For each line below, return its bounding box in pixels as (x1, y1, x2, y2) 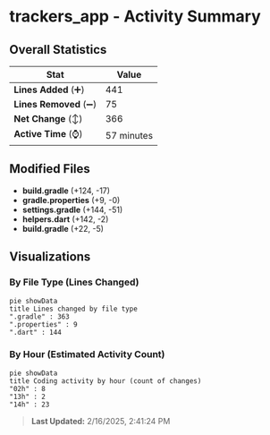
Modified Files (9, 161, 91, 176)
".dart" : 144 (9, 328, 63, 337)
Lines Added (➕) (13, 83, 85, 96)
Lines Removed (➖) (13, 98, 97, 110)
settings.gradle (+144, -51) (21, 204, 123, 215)
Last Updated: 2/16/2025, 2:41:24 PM (30, 415, 171, 426)
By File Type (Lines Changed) (9, 276, 139, 288)
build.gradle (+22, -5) (21, 223, 105, 234)
